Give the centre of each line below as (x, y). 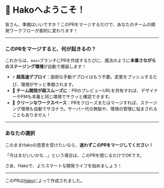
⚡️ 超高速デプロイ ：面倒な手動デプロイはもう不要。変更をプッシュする (82, 77)
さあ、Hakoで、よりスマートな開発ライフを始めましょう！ (63, 166)
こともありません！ (31, 115)
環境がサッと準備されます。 (49, 85)
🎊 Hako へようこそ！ (45, 10)
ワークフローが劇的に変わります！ (43, 30)
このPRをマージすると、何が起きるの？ (51, 49)
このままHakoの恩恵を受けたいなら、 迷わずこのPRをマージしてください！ (79, 145)
